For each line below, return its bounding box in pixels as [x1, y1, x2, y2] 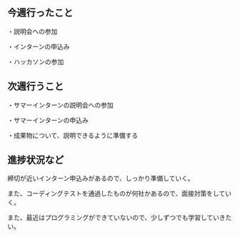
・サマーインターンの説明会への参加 [7, 101, 114, 109]
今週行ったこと [7, 6, 73, 19]
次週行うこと [7, 81, 64, 93]
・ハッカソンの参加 [7, 57, 64, 66]
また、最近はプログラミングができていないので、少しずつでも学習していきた [7, 213, 232, 222]
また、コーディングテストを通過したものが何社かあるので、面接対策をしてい [7, 189, 232, 198]
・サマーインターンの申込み [7, 116, 89, 124]
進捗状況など [7, 154, 64, 166]
